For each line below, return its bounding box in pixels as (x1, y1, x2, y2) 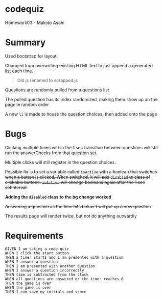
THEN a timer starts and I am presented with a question (5, 255, 124, 260)
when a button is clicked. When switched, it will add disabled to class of (5, 174, 151, 180)
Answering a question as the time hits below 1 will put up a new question (5, 203, 151, 209)
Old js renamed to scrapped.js (17, 77, 78, 83)
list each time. (5, 68, 33, 74)
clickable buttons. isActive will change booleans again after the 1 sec (5, 179, 145, 185)
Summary (5, 37, 46, 48)
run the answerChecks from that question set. (5, 150, 98, 156)
